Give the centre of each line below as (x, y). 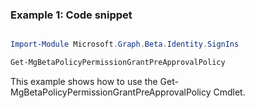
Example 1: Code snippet (71, 15)
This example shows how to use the (84, 82)
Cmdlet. (229, 92)
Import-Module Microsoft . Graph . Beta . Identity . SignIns (125, 44)
